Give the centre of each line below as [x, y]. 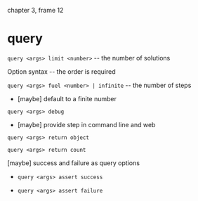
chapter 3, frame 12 [35, 10]
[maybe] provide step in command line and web [86, 124]
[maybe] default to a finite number [67, 98]
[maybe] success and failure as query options [74, 163]
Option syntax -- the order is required [61, 71]
